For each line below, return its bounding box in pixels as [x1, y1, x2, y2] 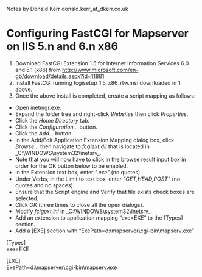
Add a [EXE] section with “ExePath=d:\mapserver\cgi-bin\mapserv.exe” [15, 227, 195, 234]
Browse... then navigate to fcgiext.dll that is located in [15, 143, 150, 150]
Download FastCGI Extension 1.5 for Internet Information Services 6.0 [15, 59, 189, 67]
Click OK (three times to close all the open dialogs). [15, 201, 144, 208]
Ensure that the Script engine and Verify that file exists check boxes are [15, 188, 195, 195]
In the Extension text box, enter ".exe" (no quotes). [15, 168, 142, 176]
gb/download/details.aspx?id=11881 [15, 73, 105, 80]
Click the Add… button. [15, 129, 73, 137]
